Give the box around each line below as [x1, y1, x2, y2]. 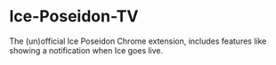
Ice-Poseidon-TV [9, 6, 139, 27]
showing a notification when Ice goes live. [9, 45, 164, 55]
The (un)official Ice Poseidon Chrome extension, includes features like [9, 36, 267, 46]
